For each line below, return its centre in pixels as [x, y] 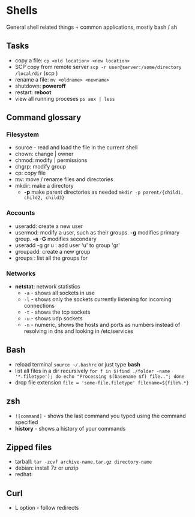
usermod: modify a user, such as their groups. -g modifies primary [97, 232]
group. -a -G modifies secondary [56, 239]
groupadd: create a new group [52, 251]
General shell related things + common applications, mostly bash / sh [92, 27]
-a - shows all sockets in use [59, 293]
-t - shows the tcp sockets [57, 312]
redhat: [24, 474]
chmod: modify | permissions [51, 160]
